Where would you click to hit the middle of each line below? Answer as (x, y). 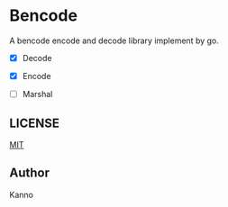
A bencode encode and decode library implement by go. (114, 40)
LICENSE (35, 123)
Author (29, 173)
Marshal (37, 94)
